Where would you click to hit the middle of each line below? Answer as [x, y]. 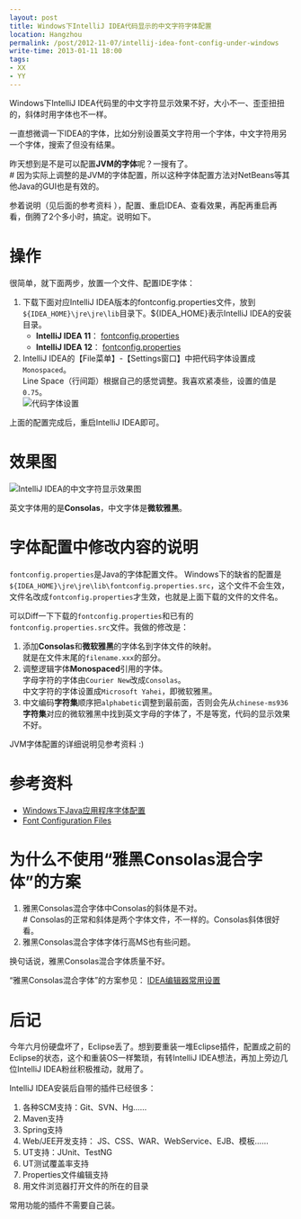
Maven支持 [43, 1119]
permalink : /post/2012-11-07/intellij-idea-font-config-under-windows [144, 43]
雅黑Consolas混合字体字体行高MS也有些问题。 [109, 942]
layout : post [34, 18]
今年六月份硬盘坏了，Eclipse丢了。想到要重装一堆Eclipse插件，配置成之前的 [150, 1047]
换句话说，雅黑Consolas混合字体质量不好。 [90, 961]
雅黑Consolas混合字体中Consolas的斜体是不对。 [112, 909]
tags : [19, 59]
